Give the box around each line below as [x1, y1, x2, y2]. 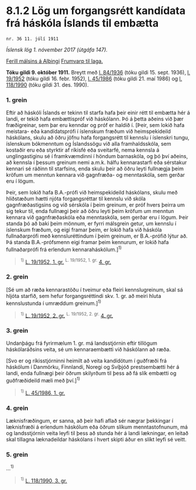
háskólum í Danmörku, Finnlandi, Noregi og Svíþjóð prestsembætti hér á [6, 364, 180, 371]
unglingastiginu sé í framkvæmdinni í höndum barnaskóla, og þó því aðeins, [6, 153, 188, 160]
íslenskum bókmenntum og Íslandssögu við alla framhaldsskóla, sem [6, 141, 171, 148]
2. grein [6, 273, 29, 281]
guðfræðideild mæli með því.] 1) [6, 376, 80, 384]
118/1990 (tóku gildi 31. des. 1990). [6, 81, 89, 88]
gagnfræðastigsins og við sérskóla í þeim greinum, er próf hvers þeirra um [6, 201, 185, 208]
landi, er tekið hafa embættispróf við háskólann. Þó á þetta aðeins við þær [6, 115, 184, 122]
